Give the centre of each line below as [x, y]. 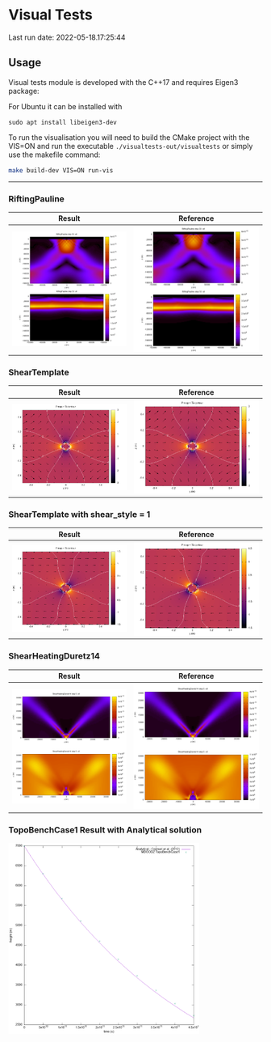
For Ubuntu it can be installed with [65, 106]
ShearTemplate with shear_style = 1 [79, 514]
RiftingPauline [36, 198]
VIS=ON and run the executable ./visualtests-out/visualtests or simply [131, 146]
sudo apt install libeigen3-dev [63, 122]
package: [24, 91]
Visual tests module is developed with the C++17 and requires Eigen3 [123, 82]
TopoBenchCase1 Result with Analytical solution [105, 829]
